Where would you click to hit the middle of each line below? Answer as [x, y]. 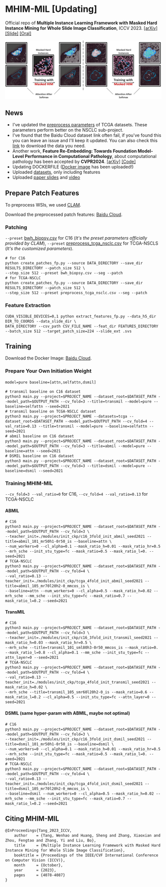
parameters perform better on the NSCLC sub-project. [68, 130]
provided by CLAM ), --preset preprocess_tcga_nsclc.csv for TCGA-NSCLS [82, 243]
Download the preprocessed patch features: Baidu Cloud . [64, 214]
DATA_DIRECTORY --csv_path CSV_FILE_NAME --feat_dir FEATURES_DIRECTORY [82, 326]
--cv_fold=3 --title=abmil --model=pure [103, 446]
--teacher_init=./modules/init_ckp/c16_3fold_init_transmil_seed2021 [79, 638]
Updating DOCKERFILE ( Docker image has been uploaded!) [73, 167]
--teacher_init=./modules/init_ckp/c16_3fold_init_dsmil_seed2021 [75, 739]
